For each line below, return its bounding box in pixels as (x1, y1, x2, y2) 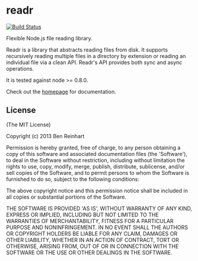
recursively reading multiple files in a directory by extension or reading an (6, 52, 186, 59)
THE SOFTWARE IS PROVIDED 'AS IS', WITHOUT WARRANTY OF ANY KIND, (6, 205, 193, 212)
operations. (6, 65, 34, 72)
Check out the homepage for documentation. (6, 88, 117, 95)
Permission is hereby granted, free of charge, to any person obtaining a (6, 144, 181, 151)
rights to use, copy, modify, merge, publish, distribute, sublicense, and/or (6, 163, 185, 170)
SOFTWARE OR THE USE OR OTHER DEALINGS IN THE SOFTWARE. (6, 249, 173, 256)
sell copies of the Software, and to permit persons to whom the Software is (6, 169, 190, 176)
